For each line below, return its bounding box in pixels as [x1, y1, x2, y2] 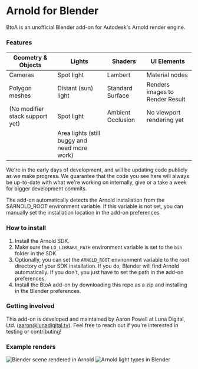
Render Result [146, 95, 186, 104]
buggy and [57, 137, 87, 145]
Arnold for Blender [6, 4, 99, 18]
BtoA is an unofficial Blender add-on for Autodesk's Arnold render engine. [6, 24, 186, 31]
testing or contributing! [6, 328, 62, 335]
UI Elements [150, 57, 186, 65]
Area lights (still [57, 129, 101, 137]
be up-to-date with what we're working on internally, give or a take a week [6, 179, 187, 186]
